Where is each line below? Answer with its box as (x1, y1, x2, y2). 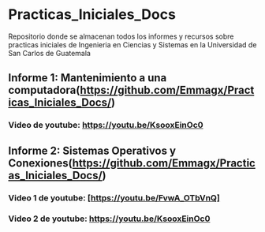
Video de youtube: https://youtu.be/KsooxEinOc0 (8, 120, 203, 131)
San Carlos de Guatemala (8, 48, 91, 58)
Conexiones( (8, 156, 73, 170)
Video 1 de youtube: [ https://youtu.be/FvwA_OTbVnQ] (8, 192, 221, 203)
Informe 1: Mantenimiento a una (8, 71, 167, 84)
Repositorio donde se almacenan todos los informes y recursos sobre (8, 32, 234, 41)
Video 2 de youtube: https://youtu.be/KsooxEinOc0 (8, 213, 211, 224)
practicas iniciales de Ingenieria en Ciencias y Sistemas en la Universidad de (8, 39, 257, 49)
